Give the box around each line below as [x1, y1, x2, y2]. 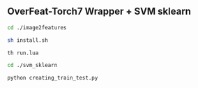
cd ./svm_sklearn [7, 62, 58, 69]
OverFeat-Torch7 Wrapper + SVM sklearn [7, 6, 192, 17]
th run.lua [7, 49, 39, 57]
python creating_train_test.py [7, 75, 98, 82]
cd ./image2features [7, 24, 68, 31]
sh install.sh [7, 36, 49, 44]
